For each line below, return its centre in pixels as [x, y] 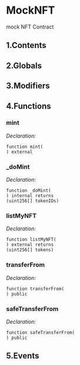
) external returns [30, 245]
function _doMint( [29, 191]
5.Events [23, 356]
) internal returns [30, 196]
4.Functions [29, 106]
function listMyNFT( [31, 240]
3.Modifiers [28, 86]
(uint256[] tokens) [30, 250]
